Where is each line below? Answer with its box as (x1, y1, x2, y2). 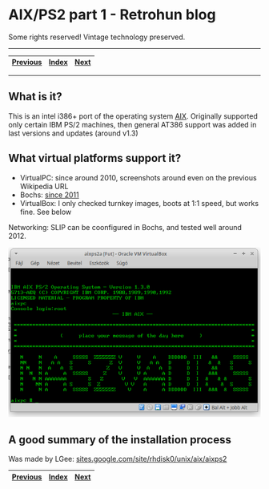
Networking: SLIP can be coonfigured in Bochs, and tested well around (8, 222, 243, 232)
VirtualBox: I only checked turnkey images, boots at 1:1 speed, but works (19, 198, 259, 208)
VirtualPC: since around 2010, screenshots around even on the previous (19, 172, 258, 182)
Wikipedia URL (19, 181, 69, 191)
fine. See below (19, 207, 72, 216)
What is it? (8, 90, 62, 103)
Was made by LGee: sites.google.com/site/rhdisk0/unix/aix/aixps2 (8, 455, 227, 464)
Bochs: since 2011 (19, 190, 79, 200)
